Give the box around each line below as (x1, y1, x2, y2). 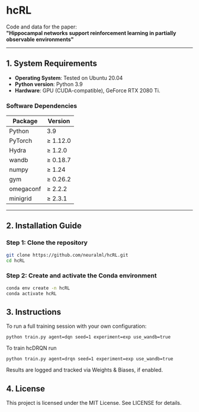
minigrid (9, 194, 32, 203)
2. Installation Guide (6, 221, 82, 231)
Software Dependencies (6, 101, 78, 110)
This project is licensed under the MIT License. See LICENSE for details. (6, 400, 182, 407)
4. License (6, 384, 46, 394)
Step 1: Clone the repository (6, 238, 88, 247)
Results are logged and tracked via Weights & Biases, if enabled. (6, 366, 163, 373)
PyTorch (9, 137, 33, 145)
